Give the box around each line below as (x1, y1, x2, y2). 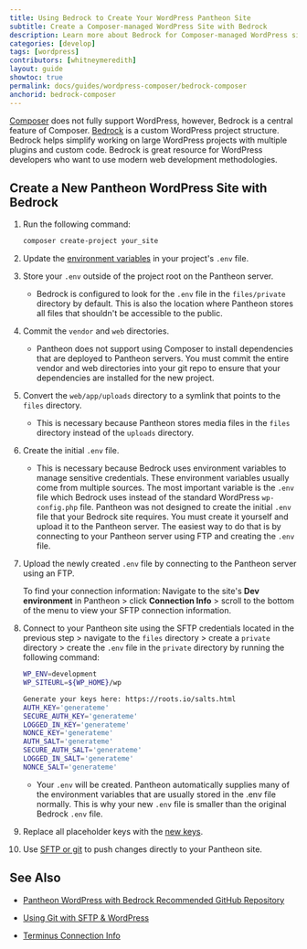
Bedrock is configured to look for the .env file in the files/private (36, 289, 286, 300)
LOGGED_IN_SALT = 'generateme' (22, 754, 134, 763)
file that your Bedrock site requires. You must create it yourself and (36, 511, 290, 522)
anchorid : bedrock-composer (9, 90, 117, 99)
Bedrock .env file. (36, 808, 103, 819)
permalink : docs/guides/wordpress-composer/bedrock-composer (9, 81, 248, 91)
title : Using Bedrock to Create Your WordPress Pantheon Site (9, 13, 251, 23)
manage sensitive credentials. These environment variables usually (36, 473, 290, 484)
